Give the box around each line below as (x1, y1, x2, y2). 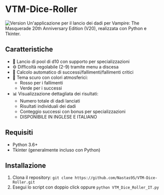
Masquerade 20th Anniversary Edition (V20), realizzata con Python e (5, 25, 147, 31)
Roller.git (12, 180, 35, 185)
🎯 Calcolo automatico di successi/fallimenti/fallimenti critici (12, 69, 134, 75)
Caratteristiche (5, 45, 53, 53)
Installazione (5, 161, 46, 169)
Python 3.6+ (12, 141, 38, 147)
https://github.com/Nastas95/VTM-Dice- (74, 175, 158, 180)
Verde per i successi (19, 85, 62, 91)
